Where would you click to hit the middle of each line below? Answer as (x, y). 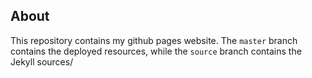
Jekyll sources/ (42, 61)
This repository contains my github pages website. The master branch (154, 40)
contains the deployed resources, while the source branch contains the (156, 51)
